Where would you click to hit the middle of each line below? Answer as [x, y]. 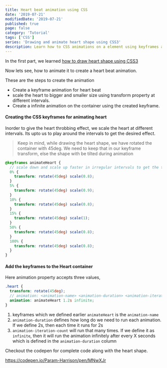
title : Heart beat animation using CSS [46, 10]
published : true [22, 24]
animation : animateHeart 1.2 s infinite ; [52, 301]
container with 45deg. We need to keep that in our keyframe [79, 148]
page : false [17, 28]
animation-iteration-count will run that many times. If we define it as [83, 330]
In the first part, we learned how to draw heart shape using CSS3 [72, 61]
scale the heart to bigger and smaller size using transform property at [83, 95]
